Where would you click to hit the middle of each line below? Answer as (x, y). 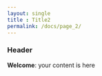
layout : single (29, 13)
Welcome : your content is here (51, 65)
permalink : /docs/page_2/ (44, 26)
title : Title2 (29, 20)
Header (20, 50)
